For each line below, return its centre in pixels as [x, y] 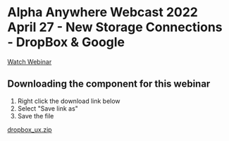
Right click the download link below [69, 101]
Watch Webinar [30, 61]
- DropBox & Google [66, 42]
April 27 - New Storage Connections [115, 27]
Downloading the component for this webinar [109, 84]
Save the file [36, 116]
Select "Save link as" [48, 108]
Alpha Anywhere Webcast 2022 [103, 12]
